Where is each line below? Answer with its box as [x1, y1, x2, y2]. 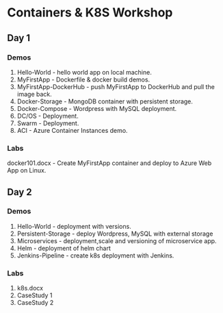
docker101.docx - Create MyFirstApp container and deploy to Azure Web [7, 159, 212, 167]
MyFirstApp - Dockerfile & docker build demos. [16, 75, 150, 84]
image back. [16, 90, 53, 98]
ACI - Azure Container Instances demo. [16, 126, 128, 134]
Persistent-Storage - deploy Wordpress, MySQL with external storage [16, 229, 213, 238]
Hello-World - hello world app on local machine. [16, 68, 152, 76]
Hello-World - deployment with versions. [16, 222, 131, 230]
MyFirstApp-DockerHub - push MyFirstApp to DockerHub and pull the [16, 82, 215, 90]
